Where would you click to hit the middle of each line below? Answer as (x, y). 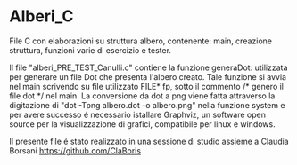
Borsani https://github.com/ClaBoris (75, 150)
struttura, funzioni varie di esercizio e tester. (91, 50)
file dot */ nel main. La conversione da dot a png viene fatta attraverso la (142, 96)
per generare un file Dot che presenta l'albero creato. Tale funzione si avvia (148, 76)
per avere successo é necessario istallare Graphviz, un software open (137, 114)
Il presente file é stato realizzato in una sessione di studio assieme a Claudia (149, 141)
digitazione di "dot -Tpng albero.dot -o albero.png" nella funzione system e (147, 105)
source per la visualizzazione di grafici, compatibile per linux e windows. (142, 124)
